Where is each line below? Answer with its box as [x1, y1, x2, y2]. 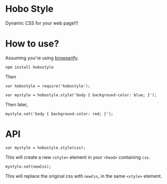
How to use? [5, 38, 59, 50]
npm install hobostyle [5, 64, 54, 70]
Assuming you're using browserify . [5, 55, 79, 61]
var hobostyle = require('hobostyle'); [5, 83, 91, 88]
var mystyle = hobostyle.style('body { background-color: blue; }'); [5, 93, 157, 98]
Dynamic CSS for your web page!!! [5, 20, 78, 26]
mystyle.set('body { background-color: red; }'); [5, 111, 114, 117]
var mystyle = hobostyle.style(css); [5, 145, 86, 150]
